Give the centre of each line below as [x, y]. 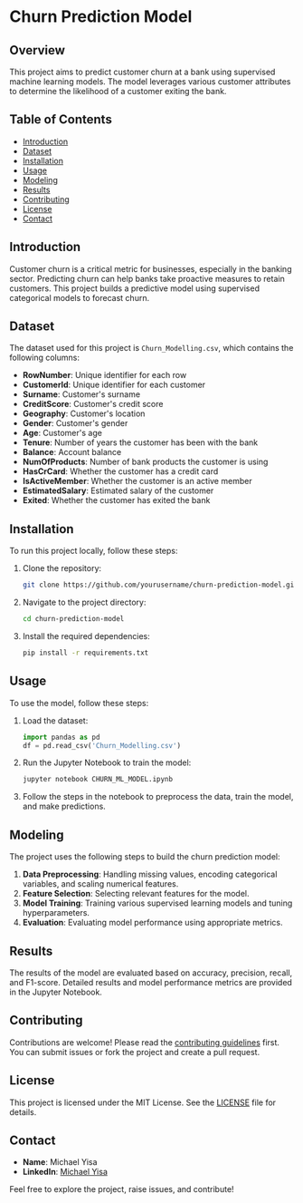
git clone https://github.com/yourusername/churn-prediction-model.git [160, 585]
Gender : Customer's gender [75, 423]
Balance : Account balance [72, 452]
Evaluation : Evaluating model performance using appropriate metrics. [152, 923]
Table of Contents [61, 120]
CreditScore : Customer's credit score [93, 404]
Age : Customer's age [62, 433]
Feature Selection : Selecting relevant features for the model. [136, 894]
